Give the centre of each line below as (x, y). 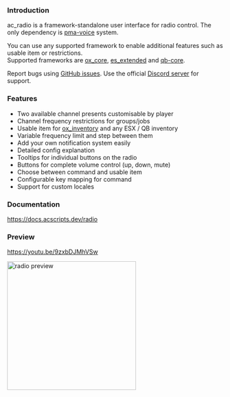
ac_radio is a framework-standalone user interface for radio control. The (109, 25)
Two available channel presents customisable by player (95, 113)
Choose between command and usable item (79, 172)
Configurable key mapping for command (74, 179)
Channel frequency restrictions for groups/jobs (83, 121)
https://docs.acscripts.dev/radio (53, 219)
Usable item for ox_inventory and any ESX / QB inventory (97, 128)
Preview (21, 237)
